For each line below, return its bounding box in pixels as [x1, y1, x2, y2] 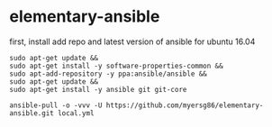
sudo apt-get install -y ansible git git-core [9, 85, 187, 94]
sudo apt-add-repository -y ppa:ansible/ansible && [9, 69, 207, 78]
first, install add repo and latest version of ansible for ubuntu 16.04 [9, 36, 256, 47]
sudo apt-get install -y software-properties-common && [9, 61, 223, 70]
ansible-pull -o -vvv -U [9, 101, 103, 110]
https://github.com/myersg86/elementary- [105, 101, 264, 110]
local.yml [57, 108, 95, 118]
